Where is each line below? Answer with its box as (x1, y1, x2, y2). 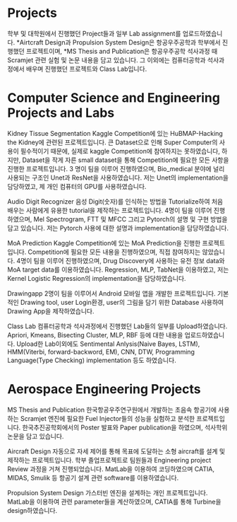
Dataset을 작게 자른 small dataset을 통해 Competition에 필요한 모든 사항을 (22, 156, 229, 164)
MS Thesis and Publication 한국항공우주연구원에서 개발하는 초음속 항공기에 (7, 405, 217, 414)
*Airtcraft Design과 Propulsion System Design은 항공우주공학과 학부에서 (16, 37, 221, 47)
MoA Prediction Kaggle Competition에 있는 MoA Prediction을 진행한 (7, 238, 201, 247)
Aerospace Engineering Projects (7, 381, 201, 398)
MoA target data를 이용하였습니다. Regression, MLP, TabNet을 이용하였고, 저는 (7, 265, 229, 274)
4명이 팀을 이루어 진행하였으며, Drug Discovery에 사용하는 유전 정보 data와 (16, 256, 225, 265)
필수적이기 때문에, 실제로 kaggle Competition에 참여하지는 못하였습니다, (20, 146, 221, 155)
